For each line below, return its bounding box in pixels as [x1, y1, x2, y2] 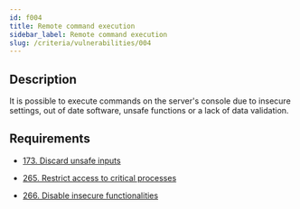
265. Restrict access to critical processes [22, 172, 177, 183]
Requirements [9, 132, 90, 147]
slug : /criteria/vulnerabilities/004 [9, 38, 152, 48]
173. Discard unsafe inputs [22, 155, 121, 166]
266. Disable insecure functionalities [22, 190, 159, 201]
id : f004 [9, 13, 42, 23]
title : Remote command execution [9, 22, 136, 31]
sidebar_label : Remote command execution [9, 30, 168, 39]
